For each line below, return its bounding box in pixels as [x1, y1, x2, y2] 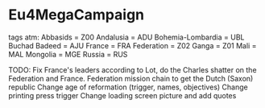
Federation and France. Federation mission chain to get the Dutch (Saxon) [8, 73, 254, 83]
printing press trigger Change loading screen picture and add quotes [8, 90, 237, 100]
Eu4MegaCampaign [8, 6, 145, 24]
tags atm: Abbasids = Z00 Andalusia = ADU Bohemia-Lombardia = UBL [8, 32, 245, 42]
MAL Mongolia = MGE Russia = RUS [8, 49, 128, 59]
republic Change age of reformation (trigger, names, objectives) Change [8, 82, 248, 92]
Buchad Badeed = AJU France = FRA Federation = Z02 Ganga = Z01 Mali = [8, 40, 257, 50]
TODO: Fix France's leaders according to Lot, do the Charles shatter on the [8, 64, 257, 74]
